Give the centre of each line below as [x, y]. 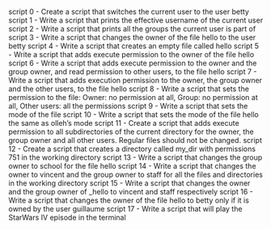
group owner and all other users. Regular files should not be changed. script [135, 140]
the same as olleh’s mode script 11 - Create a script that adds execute [124, 123]
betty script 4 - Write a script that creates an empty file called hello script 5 [134, 46]
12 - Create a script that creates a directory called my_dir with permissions [132, 149]
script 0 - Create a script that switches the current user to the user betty [129, 12]
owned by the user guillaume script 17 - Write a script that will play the [125, 209]
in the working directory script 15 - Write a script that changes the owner [129, 183]
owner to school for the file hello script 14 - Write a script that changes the [132, 166]
